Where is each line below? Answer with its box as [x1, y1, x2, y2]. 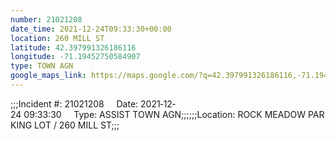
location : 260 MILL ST [10, 33, 105, 43]
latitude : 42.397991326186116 [10, 42, 137, 53]
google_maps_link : [10, 71, 87, 81]
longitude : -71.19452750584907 [10, 52, 141, 62]
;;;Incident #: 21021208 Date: [10, 97, 139, 110]
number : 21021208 [10, 14, 83, 25]
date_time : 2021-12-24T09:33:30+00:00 [10, 24, 172, 34]
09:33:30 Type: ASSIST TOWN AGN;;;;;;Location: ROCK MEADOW [23, 108, 307, 120]
